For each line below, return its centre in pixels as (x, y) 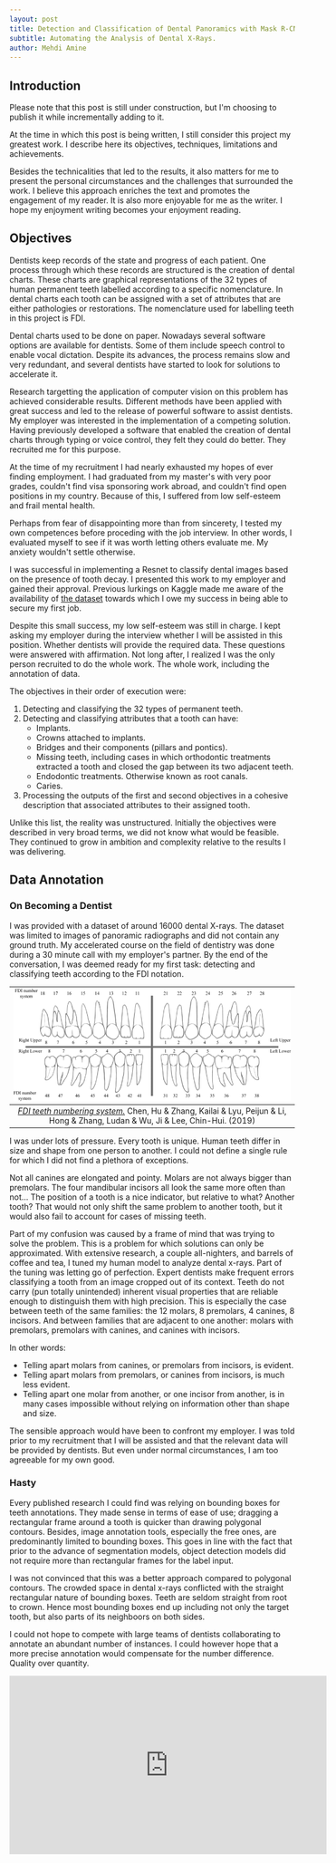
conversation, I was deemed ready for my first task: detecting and (132, 964)
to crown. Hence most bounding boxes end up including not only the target (149, 1607)
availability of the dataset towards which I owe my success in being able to (149, 598)
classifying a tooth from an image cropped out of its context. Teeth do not (147, 1281)
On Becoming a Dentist (61, 906)
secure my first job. (45, 608)
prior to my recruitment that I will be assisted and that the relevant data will (149, 1440)
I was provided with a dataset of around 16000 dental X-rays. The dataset (147, 925)
